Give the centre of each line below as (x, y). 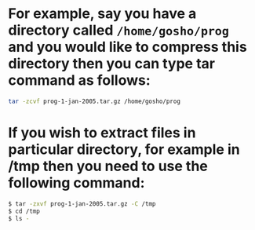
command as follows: (79, 80)
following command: (76, 183)
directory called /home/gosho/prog (118, 30)
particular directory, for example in (124, 149)
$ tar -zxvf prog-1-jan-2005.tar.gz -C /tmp (82, 204)
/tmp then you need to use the (108, 166)
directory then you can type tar (112, 64)
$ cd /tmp (24, 211)
